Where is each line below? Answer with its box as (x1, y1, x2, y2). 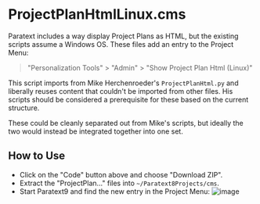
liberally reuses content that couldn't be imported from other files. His (8, 86, 233, 95)
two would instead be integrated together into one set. (8, 127, 184, 136)
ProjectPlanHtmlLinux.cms (8, 5, 186, 23)
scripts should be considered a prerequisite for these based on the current (8, 95, 249, 104)
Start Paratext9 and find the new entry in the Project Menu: (19, 186, 210, 196)
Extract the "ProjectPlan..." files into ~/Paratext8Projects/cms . (19, 178, 219, 188)
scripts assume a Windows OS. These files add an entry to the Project (8, 39, 234, 48)
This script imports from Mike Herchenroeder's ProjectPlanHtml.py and (8, 78, 239, 88)
